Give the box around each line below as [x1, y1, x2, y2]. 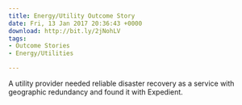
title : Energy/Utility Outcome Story [8, 11, 136, 20]
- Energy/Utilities [8, 49, 74, 57]
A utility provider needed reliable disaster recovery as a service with [8, 78, 235, 88]
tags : [8, 34, 27, 43]
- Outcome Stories [8, 42, 70, 50]
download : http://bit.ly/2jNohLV [8, 27, 121, 35]
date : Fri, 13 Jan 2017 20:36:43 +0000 [8, 19, 143, 27]
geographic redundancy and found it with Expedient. [8, 87, 183, 97]
